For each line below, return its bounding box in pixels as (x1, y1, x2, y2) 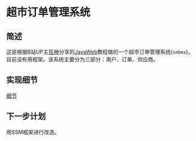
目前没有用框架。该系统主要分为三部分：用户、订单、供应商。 (6, 56, 159, 63)
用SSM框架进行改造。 (6, 128, 60, 136)
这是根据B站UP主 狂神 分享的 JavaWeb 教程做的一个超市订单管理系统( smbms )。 (6, 49, 194, 55)
